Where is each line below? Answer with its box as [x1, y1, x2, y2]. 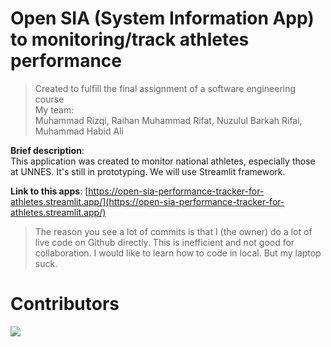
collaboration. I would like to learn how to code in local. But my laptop [34, 247, 322, 259]
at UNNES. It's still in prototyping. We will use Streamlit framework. [10, 165, 286, 177]
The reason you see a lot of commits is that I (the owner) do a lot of [34, 225, 313, 237]
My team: [34, 103, 75, 116]
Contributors [10, 293, 120, 316]
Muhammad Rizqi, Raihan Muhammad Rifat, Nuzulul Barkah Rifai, [34, 114, 303, 126]
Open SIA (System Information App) [10, 7, 315, 30]
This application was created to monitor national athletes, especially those [10, 155, 316, 167]
